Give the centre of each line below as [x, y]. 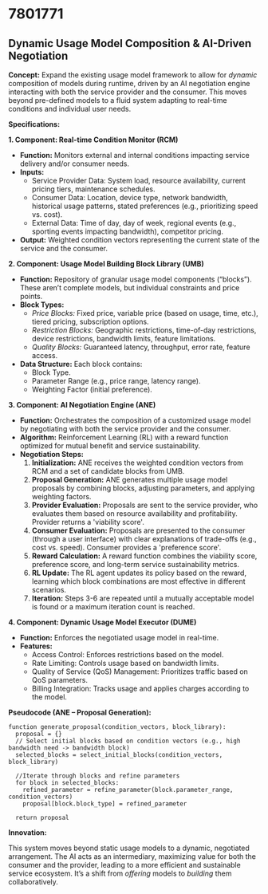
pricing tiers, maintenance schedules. [93, 189]
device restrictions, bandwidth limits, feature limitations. [124, 339]
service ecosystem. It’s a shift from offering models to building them [120, 873]
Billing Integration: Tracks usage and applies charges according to [140, 688]
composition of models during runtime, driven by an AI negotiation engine [129, 83]
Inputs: [32, 172]
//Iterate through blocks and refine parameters [98, 776]
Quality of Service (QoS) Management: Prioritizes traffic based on [140, 671]
